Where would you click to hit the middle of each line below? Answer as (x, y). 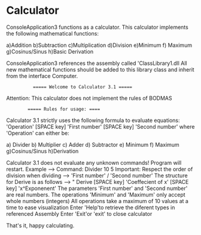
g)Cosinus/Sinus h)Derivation (42, 151)
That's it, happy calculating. (40, 225)
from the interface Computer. (42, 76)
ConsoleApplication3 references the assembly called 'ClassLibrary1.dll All (97, 63)
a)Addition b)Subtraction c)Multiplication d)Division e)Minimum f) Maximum (99, 45)
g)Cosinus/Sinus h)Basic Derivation (50, 51)
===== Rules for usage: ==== (64, 109)
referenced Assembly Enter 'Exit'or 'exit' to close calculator (79, 213)
